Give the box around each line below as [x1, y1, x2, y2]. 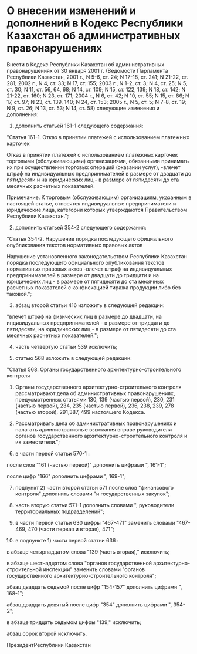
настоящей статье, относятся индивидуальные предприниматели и [6, 200, 176, 207]
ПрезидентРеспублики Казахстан [6, 641, 91, 648]
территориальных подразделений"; [15, 508, 105, 515]
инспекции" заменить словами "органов [43, 565, 145, 573]
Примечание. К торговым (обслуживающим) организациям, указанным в [6, 194, 192, 201]
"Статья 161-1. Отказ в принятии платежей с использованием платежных [6, 133, 190, 140]
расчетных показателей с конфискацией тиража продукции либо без [6, 284, 181, 291]
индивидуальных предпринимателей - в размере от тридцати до [6, 319, 170, 326]
